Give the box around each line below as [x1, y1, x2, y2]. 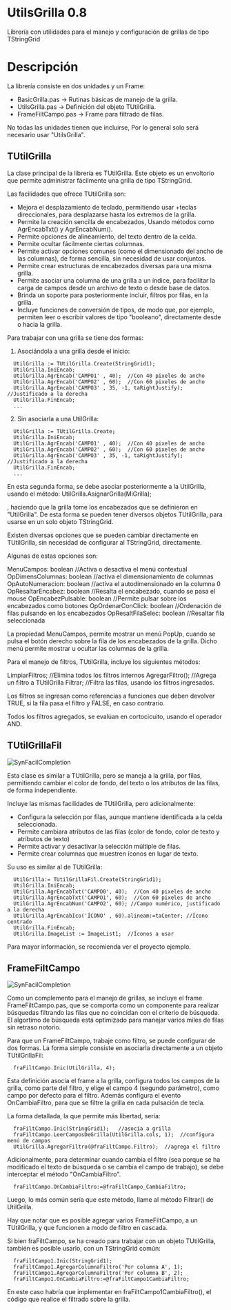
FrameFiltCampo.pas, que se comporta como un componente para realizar [7, 1001, 219, 1009]
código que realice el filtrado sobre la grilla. [7, 1295, 131, 1304]
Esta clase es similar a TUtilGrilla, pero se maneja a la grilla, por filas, [7, 771, 202, 780]
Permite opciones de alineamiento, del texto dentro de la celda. [17, 232, 197, 241]
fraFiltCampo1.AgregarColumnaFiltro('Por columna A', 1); [13, 1264, 184, 1271]
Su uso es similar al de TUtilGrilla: [7, 863, 103, 871]
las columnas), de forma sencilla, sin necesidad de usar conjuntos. [17, 254, 207, 263]
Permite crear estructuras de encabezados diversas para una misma [17, 261, 212, 270]
